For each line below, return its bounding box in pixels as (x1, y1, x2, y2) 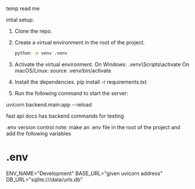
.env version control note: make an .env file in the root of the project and (6, 123, 180, 130)
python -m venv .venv (14, 50, 67, 56)
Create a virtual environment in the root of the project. (14, 39, 145, 46)
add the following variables (6, 130, 71, 137)
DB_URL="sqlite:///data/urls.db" (6, 176, 83, 183)
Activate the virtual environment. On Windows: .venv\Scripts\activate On (14, 61, 190, 68)
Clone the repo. (14, 28, 53, 35)
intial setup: (6, 16, 34, 23)
